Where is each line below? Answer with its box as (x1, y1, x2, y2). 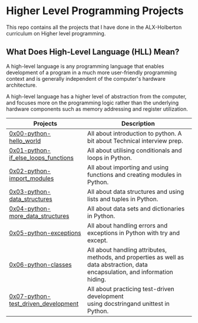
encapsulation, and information (87, 268, 174, 276)
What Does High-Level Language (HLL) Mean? (6, 47, 180, 57)
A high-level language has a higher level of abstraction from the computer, (6, 93, 187, 100)
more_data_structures (9, 212, 70, 220)
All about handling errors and (87, 221, 168, 229)
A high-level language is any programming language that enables (6, 62, 164, 70)
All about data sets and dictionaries (87, 205, 185, 213)
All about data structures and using (87, 187, 184, 196)
